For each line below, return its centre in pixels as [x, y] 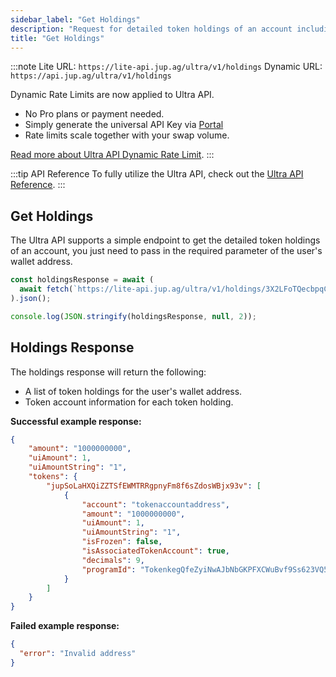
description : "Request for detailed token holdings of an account [151, 29]
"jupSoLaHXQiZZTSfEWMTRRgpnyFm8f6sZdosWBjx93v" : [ [154, 486]
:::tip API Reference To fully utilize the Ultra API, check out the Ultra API [157, 174]
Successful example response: [76, 421]
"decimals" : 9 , [113, 560]
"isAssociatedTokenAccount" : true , [155, 551]
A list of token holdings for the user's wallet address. [133, 391]
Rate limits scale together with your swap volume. [127, 135]
